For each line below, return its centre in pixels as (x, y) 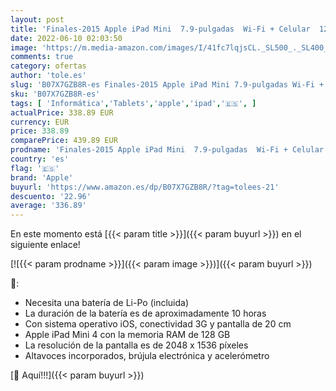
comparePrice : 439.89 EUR (64, 141)
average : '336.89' (48, 206)
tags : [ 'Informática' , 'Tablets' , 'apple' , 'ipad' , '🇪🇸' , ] (133, 103)
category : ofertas (48, 66)
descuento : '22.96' (51, 196)
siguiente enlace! (45, 245)
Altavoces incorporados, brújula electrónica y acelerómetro (147, 356)
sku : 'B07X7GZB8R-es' (55, 94)
